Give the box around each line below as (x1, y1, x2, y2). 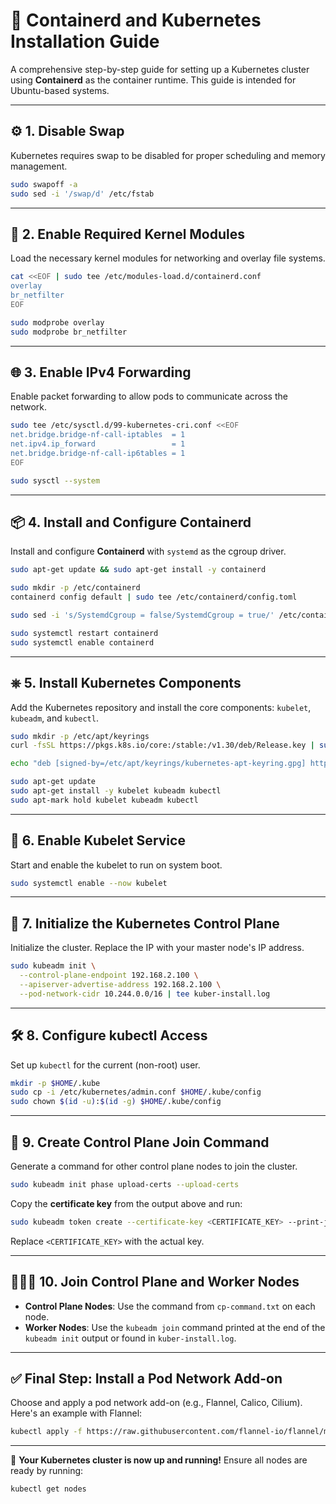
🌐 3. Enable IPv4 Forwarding (10, 364, 192, 381)
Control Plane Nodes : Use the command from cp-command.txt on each (24, 1300, 316, 1312)
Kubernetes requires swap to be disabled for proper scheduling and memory (10, 149, 326, 161)
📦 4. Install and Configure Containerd (10, 514, 252, 531)
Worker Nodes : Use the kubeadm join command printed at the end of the (24, 1321, 326, 1333)
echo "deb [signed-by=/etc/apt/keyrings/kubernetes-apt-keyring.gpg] (10, 759, 307, 769)
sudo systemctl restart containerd (10, 628, 159, 638)
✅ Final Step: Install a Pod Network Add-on (10, 1370, 283, 1387)
